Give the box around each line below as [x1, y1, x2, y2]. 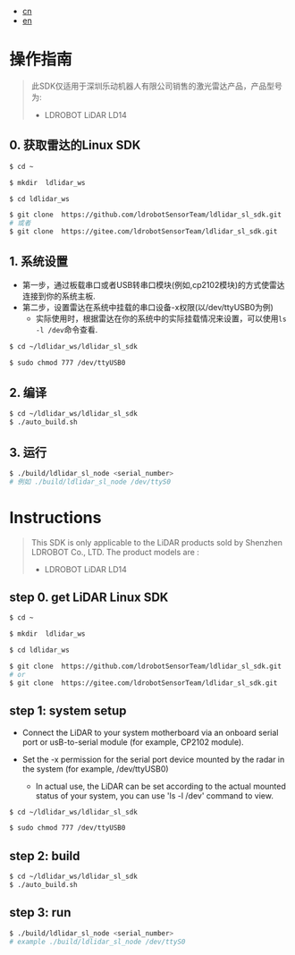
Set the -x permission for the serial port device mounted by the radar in [21, 754, 285, 765]
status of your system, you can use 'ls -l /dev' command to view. [35, 790, 274, 801]
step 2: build [9, 848, 80, 864]
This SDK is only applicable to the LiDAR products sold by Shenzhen [30, 537, 283, 547]
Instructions [9, 507, 102, 528]
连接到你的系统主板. [21, 291, 96, 301]
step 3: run [9, 905, 72, 920]
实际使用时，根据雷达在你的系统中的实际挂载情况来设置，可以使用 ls [35, 313, 287, 324]
